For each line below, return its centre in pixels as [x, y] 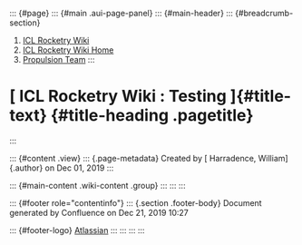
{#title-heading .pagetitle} [152, 116]
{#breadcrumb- [264, 13]
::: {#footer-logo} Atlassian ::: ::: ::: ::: [77, 230]
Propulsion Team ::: [58, 59]
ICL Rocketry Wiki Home [68, 50]
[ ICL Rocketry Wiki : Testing [118, 97]
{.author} [26, 168]
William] [273, 158]
